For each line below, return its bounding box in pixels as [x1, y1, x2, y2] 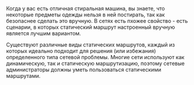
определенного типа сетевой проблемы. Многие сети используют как [6, 54, 185, 60]
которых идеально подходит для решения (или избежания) [6, 47, 156, 55]
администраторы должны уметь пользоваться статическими [6, 66, 161, 73]
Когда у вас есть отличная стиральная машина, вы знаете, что [6, 5, 165, 12]
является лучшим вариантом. [6, 30, 82, 37]
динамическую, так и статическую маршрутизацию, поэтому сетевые [6, 60, 185, 67]
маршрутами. [6, 73, 41, 79]
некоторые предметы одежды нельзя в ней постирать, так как [6, 11, 165, 18]
